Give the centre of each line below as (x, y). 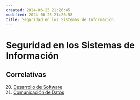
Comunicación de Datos (39, 92)
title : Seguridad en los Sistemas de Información (60, 19)
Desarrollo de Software (38, 87)
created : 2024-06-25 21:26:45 (38, 10)
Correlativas (26, 75)
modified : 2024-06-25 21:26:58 (39, 15)
